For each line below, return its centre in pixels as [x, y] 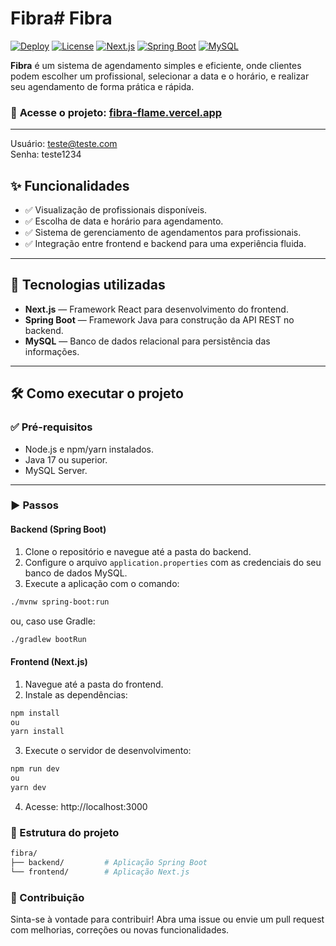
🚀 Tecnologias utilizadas [88, 285]
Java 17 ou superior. [66, 459]
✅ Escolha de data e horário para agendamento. [124, 221]
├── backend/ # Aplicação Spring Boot [109, 863]
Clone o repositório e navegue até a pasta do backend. [138, 551]
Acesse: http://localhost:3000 [86, 806]
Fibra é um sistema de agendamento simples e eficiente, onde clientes [156, 65]
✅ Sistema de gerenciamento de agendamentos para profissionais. [163, 233]
